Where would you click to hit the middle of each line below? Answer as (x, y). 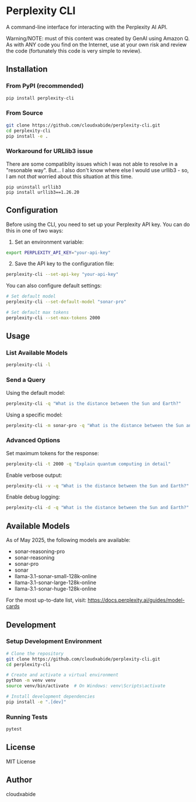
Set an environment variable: (49, 242)
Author (19, 780)
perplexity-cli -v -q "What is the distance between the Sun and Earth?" (98, 486)
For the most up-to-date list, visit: (46, 600)
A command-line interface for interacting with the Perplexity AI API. (87, 27)
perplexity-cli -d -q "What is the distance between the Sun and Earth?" (98, 508)
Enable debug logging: (33, 497)
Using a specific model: (34, 415)
